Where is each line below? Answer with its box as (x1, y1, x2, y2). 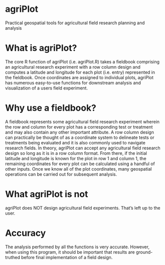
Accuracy (5, 227, 46, 238)
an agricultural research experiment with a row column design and (5, 64, 141, 70)
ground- (136, 249, 153, 255)
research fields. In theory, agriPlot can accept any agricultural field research (5, 145, 161, 151)
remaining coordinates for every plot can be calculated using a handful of (5, 161, 155, 167)
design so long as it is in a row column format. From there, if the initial (5, 150, 147, 156)
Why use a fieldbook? (5, 102, 97, 114)
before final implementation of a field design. (21, 254, 113, 260)
